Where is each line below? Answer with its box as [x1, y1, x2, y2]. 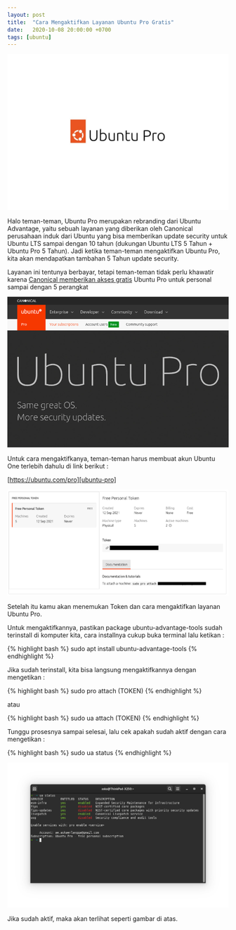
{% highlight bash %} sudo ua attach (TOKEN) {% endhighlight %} [7, 714, 199, 723]
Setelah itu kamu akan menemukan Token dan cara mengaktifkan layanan [7, 603, 221, 611]
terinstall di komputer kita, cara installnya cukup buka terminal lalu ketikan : [7, 631, 225, 639]
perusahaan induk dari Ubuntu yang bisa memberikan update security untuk [7, 232, 228, 240]
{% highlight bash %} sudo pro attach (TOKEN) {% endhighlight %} [7, 687, 202, 695]
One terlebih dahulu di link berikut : [7, 462, 109, 471]
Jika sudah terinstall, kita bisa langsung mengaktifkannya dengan [7, 666, 197, 674]
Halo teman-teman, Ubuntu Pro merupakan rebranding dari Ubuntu [7, 216, 202, 225]
